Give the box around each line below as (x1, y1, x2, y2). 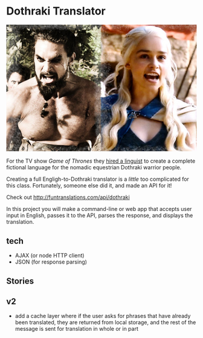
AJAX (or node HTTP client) (14, 252, 85, 259)
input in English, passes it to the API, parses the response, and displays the (6, 212, 193, 219)
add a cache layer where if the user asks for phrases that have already (14, 313, 191, 320)
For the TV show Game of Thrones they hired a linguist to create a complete (6, 157, 196, 164)
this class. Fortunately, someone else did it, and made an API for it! (6, 182, 172, 189)
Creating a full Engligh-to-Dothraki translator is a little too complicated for (6, 175, 189, 183)
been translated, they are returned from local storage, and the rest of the (14, 319, 196, 326)
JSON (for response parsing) (14, 258, 88, 265)
